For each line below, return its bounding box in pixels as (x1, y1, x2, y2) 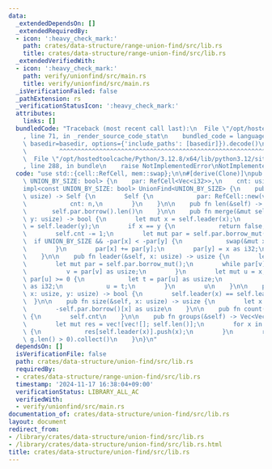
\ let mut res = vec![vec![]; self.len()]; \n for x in (23, 320, 263, 328)
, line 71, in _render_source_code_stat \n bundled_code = (23, 132, 233, 140)
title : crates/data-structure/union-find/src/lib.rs (8, 448, 190, 456)
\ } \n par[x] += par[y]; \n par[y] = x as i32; (23, 245, 259, 253)
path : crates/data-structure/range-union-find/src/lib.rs (23, 42, 223, 50)
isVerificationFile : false (15, 350, 107, 358)
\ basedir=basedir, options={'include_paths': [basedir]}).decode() (23, 139, 259, 148)
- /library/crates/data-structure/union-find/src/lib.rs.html (8, 440, 223, 449)
